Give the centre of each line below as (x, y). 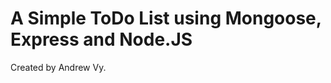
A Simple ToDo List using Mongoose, (166, 18)
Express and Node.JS (101, 39)
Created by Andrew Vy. (58, 67)
